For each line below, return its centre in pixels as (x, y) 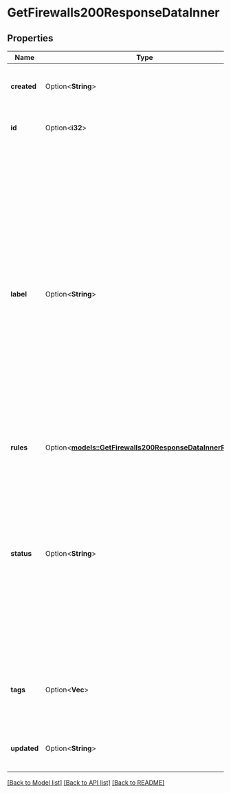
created (23, 86)
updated (25, 748)
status (21, 553)
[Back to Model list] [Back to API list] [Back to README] (86, 783)
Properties (30, 38)
